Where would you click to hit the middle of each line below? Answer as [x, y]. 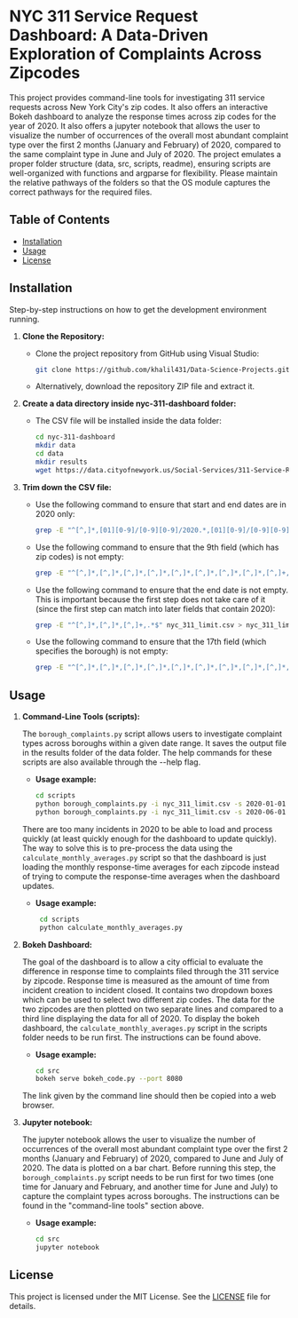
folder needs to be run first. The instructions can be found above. [141, 1037]
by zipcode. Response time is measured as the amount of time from [146, 981]
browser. [38, 1105]
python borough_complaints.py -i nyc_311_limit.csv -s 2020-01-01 [161, 804]
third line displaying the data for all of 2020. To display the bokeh [141, 1018]
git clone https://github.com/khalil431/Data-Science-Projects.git [162, 369]
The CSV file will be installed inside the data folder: [128, 421]
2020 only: [55, 513]
